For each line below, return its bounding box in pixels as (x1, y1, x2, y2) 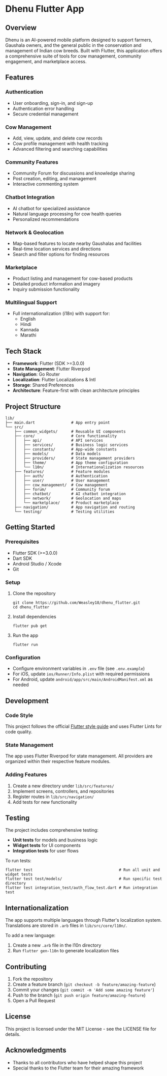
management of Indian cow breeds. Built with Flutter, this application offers (5, 48, 162, 53)
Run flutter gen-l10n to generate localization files (12, 948, 119, 954)
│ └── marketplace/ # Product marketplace (14, 500, 119, 505)
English (20, 316, 36, 322)
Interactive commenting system (12, 181, 79, 187)
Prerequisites (5, 538, 39, 545)
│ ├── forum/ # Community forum (14, 487, 110, 492)
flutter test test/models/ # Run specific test (5, 876, 162, 882)
